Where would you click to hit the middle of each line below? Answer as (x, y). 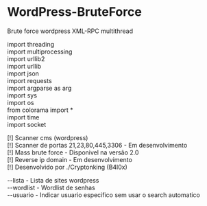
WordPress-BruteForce (74, 12)
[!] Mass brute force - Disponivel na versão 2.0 (73, 152)
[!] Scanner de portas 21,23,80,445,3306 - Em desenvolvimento (97, 145)
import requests (30, 80)
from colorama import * (40, 110)
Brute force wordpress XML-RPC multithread (70, 31)
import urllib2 (26, 58)
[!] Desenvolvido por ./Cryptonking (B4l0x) (68, 167)
